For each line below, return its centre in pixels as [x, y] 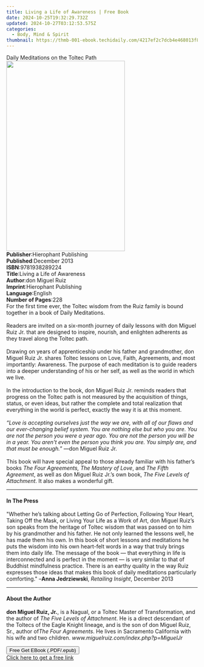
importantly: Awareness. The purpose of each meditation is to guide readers [102, 364]
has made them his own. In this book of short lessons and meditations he [98, 540]
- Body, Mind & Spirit [40, 35]
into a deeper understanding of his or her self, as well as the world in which [100, 371]
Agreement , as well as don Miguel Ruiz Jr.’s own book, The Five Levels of [98, 475]
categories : [21, 29]
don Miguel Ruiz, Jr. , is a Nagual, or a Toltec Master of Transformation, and [101, 612]
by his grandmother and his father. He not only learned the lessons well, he [100, 534]
